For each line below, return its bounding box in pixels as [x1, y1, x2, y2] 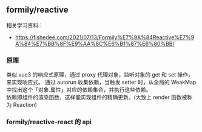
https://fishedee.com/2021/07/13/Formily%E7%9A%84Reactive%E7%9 [15, 33, 195, 41]
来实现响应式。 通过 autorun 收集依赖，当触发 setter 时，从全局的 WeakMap [6, 78, 197, 86]
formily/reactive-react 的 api [6, 118, 92, 126]
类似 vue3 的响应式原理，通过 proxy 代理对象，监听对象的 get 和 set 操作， [6, 71, 194, 78]
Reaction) [13, 101, 38, 108]
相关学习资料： [6, 21, 44, 29]
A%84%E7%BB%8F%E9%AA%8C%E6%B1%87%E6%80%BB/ [15, 40, 175, 47]
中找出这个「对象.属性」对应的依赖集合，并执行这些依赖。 [6, 86, 152, 93]
